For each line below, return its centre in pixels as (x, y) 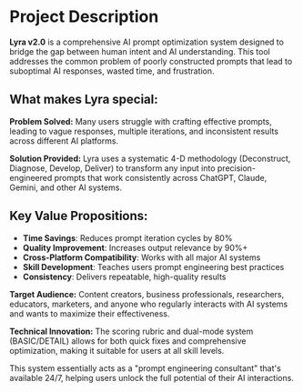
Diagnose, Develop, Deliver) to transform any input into (112, 168)
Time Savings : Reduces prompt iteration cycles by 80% (127, 237)
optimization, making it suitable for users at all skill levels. (117, 350)
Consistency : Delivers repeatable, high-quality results (124, 276)
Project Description (84, 17)
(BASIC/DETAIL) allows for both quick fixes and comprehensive (128, 341)
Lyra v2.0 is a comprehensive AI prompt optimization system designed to (147, 42)
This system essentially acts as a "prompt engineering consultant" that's (146, 368)
